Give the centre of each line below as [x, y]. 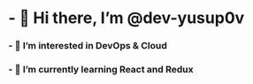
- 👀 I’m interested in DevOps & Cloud [88, 46]
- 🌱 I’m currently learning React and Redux [101, 70]
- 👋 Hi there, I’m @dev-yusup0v [126, 18]
